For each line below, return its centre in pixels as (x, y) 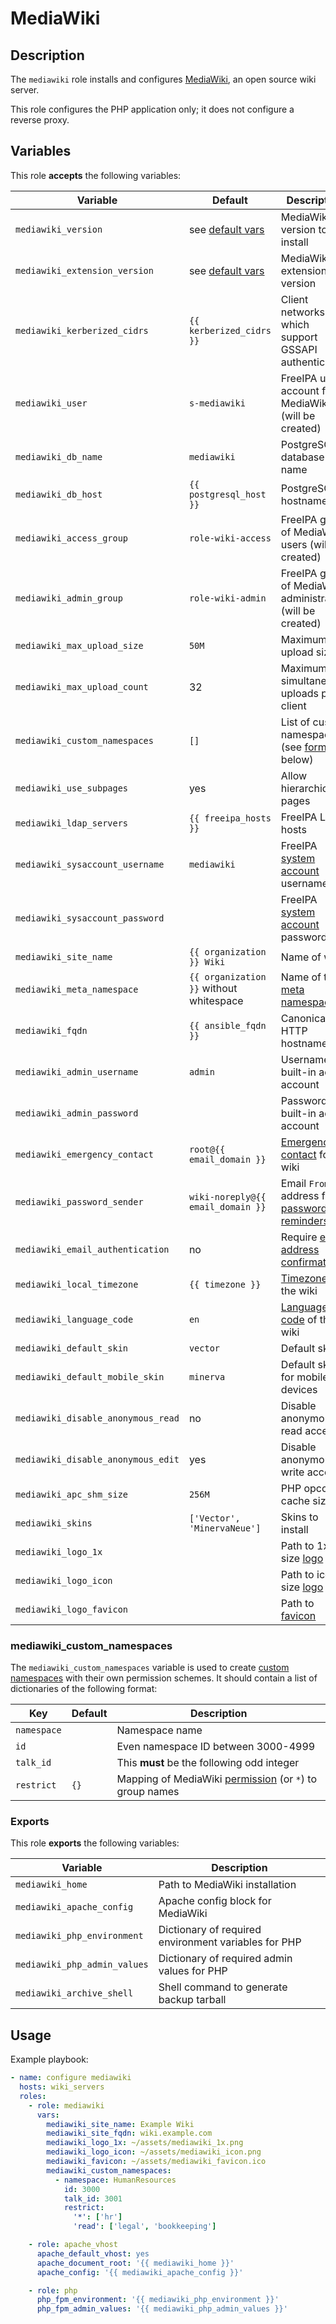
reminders (304, 1220)
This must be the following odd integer (208, 1763)
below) (297, 759)
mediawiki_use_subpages (72, 788)
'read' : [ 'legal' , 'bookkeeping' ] (145, 2227)
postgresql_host (227, 494)
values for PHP (193, 1971)
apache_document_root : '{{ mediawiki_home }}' (135, 2263)
